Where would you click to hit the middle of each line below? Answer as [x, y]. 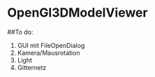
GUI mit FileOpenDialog [51, 45]
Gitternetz [32, 67]
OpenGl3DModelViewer [77, 13]
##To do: [20, 32]
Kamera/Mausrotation [49, 53]
